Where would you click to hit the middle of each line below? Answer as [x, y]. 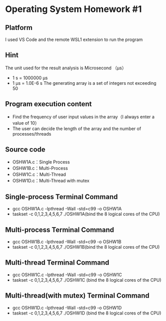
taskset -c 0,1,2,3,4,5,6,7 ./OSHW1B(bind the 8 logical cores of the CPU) [86, 247]
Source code [25, 150]
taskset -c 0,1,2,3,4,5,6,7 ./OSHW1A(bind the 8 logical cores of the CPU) [86, 214]
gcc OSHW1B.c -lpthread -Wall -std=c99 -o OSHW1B [67, 242]
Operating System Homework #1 [74, 9]
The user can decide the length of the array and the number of [77, 129]
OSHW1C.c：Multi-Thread [39, 174]
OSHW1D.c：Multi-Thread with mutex [51, 181]
